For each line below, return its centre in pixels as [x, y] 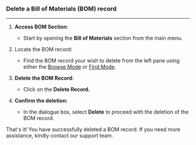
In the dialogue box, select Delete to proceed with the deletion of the [106, 112]
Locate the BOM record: [43, 49]
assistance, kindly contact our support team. [60, 136]
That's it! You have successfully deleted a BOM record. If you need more [93, 129]
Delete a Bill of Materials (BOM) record [61, 9]
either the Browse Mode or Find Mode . [70, 67]
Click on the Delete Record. [57, 90]
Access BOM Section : [41, 27]
